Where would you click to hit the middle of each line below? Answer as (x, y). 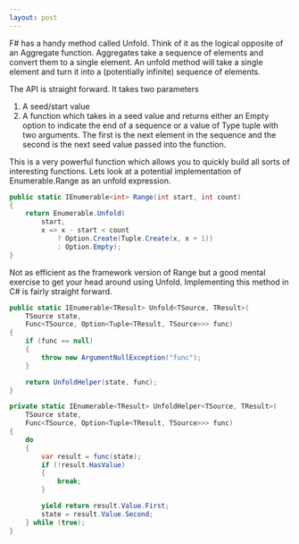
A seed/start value (56, 106)
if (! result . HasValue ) (83, 465)
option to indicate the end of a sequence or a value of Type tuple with (150, 125)
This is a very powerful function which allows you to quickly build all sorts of (149, 161)
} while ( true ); (56, 523)
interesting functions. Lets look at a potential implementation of (125, 171)
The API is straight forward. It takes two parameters (104, 89)
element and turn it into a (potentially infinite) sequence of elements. (135, 72)
